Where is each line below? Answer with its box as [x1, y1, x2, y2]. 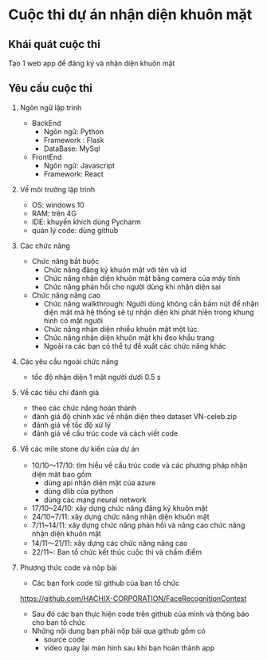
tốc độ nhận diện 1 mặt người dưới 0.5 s [31, 372, 161, 381]
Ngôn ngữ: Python [43, 126, 104, 136]
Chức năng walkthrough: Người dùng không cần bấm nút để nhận [43, 298, 259, 308]
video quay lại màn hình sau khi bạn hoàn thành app [43, 642, 215, 652]
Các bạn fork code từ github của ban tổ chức [31, 578, 180, 587]
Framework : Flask [43, 135, 104, 144]
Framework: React [43, 169, 104, 179]
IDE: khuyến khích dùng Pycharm [31, 217, 141, 227]
